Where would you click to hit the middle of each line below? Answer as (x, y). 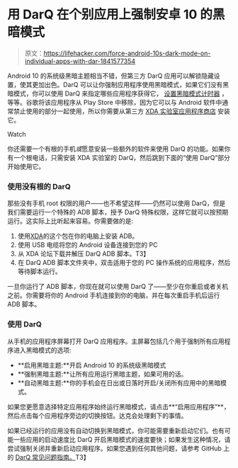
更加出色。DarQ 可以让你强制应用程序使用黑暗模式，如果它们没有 (127, 84)
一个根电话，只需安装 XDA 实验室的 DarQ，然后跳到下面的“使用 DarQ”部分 (121, 157)
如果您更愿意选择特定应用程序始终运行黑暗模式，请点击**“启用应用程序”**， (119, 406)
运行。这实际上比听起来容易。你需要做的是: (70, 221)
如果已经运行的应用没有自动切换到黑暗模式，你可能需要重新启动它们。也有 (116, 430)
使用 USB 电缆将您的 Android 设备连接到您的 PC (87, 245)
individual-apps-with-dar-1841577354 (80, 61)
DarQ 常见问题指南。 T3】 (52, 457)
